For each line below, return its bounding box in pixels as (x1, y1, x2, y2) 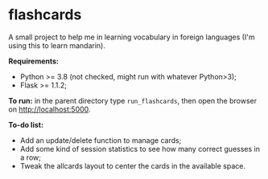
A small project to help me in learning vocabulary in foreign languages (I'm (8, 32, 255, 42)
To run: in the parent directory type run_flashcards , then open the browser (8, 96, 258, 105)
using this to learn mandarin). (8, 40, 106, 50)
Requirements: (8, 56, 59, 66)
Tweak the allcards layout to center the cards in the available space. (19, 161, 245, 170)
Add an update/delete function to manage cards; (19, 135, 182, 145)
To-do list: (8, 120, 44, 129)
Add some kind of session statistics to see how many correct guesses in (19, 144, 260, 153)
